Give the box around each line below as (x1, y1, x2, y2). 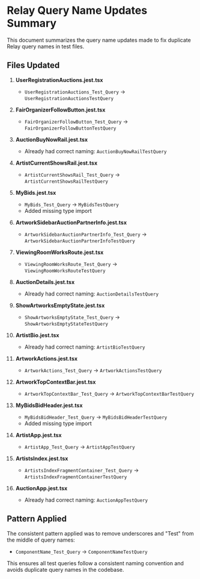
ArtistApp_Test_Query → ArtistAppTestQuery (24, 443, 135, 450)
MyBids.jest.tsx (15, 189, 56, 196)
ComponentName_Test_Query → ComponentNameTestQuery (15, 548, 148, 555)
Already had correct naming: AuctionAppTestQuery (24, 496, 148, 504)
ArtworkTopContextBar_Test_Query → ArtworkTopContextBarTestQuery (24, 390, 195, 397)
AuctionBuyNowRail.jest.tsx (15, 136, 88, 143)
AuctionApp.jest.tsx (15, 484, 68, 492)
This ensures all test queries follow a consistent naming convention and (7, 559, 184, 567)
